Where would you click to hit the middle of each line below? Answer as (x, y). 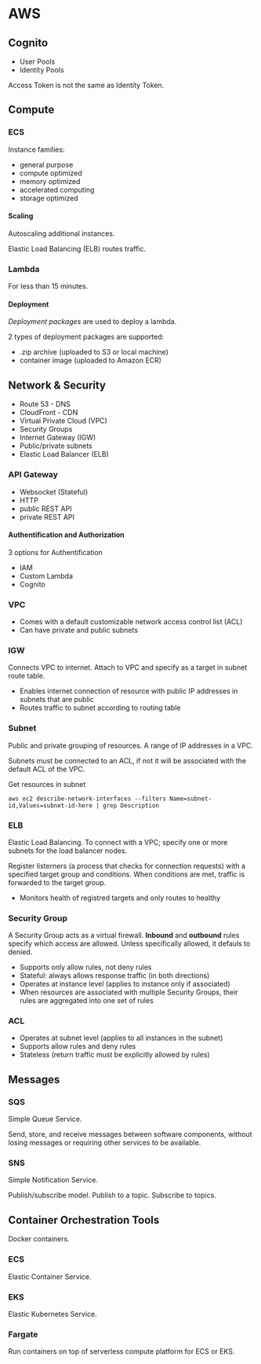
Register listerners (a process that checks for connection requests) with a (127, 866)
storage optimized (49, 198)
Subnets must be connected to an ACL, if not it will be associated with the (127, 760)
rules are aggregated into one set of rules (87, 1001)
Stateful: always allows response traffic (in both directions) (114, 976)
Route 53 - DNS (45, 404)
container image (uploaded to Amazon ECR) (91, 360)
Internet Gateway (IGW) (58, 438)
